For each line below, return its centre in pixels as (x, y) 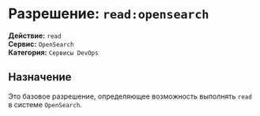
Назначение (40, 77)
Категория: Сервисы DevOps (53, 52)
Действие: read (35, 36)
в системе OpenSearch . (45, 104)
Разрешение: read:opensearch (109, 14)
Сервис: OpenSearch (41, 43)
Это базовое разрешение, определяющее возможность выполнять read (130, 96)
